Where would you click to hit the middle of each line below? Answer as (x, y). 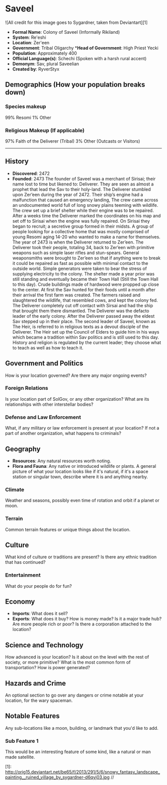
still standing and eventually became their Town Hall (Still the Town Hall (85, 279)
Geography (23, 449)
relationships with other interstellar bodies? (49, 404)
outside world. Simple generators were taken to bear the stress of (80, 268)
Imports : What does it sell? (40, 613)
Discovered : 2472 (31, 173)
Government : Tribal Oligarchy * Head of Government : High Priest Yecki (85, 48)
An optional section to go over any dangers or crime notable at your (75, 695)
